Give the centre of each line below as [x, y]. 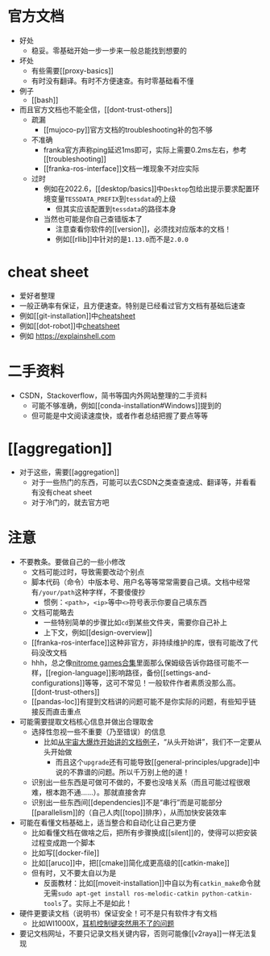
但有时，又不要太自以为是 [74, 873]
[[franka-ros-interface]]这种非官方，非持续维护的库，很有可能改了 [141, 642]
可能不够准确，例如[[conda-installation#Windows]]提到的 [127, 405]
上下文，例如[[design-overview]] [98, 632]
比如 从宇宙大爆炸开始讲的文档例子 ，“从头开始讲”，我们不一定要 [149, 741]
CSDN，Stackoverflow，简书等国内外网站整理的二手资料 [113, 395]
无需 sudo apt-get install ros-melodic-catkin [121, 893]
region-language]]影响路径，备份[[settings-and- [131, 672]
